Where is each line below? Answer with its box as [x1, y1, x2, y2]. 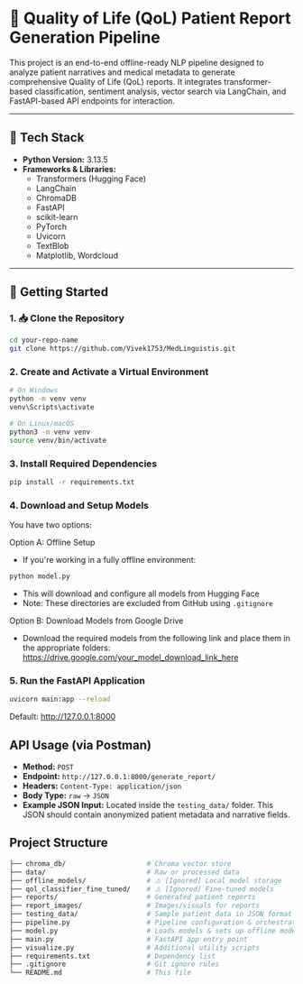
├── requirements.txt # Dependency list [9, 952, 216, 961]
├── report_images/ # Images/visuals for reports [9, 901, 260, 910]
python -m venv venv [9, 394, 87, 404]
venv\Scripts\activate [9, 403, 95, 412]
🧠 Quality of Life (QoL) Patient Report [9, 8, 291, 29]
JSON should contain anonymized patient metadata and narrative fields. [22, 809, 290, 820]
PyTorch [35, 221, 68, 232]
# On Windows [9, 386, 59, 395]
